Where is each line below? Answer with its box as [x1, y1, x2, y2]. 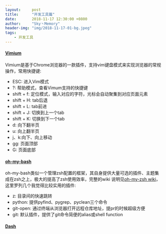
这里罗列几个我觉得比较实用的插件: [5, 182, 76, 188]
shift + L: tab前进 [12, 104, 47, 110]
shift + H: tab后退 [12, 97, 48, 103]
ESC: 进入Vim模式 [12, 79, 49, 85]
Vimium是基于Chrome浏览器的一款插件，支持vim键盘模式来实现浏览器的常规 [5, 62, 162, 68]
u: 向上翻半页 [12, 128, 40, 134]
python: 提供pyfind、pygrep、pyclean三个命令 [12, 199, 108, 205]
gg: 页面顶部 [12, 141, 38, 147]
